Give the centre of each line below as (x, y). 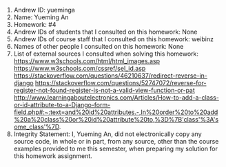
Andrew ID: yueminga (44, 10)
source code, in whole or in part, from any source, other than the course (116, 141)
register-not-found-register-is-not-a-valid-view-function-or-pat (104, 90)
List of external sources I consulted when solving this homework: (106, 54)
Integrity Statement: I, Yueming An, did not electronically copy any (107, 134)
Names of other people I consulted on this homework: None (99, 46)
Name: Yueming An (41, 17)
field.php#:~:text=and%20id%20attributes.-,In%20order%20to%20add (116, 112)
